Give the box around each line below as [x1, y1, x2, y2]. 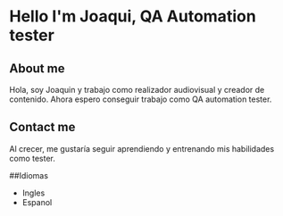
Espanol [21, 196, 53, 207]
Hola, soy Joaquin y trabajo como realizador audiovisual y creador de [9, 85, 265, 95]
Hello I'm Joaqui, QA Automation [9, 6, 256, 27]
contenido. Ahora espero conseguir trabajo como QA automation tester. [9, 94, 272, 104]
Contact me [9, 120, 76, 135]
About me [9, 61, 65, 76]
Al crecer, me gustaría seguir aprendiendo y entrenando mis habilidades [9, 143, 275, 154]
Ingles [21, 187, 46, 198]
